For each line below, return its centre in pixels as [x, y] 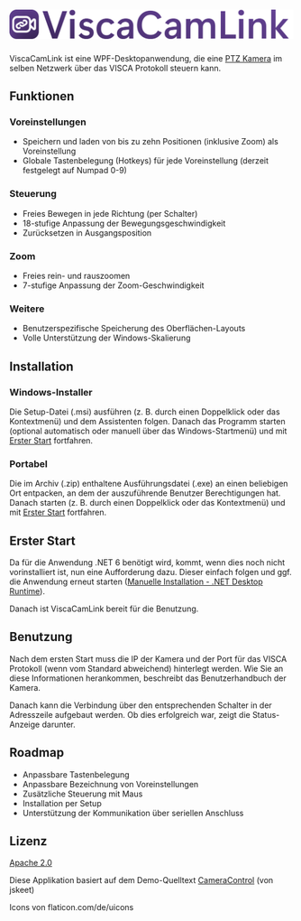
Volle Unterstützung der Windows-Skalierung [106, 338]
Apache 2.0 [31, 863]
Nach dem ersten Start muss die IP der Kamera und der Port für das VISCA [148, 658]
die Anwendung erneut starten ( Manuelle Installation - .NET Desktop [136, 581]
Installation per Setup [62, 803]
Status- [266, 714]
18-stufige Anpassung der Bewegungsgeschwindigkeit [124, 223]
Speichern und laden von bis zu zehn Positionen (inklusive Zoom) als [150, 142]
